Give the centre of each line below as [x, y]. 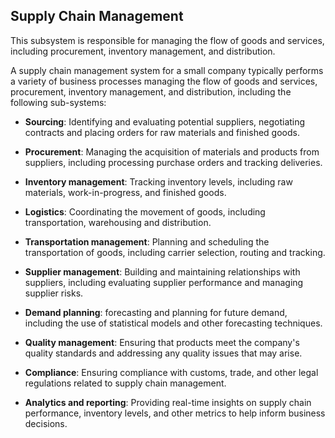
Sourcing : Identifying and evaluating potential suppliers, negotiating [165, 121]
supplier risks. [54, 293]
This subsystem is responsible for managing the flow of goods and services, [167, 40]
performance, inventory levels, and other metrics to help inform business [175, 413]
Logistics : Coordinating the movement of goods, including [145, 211]
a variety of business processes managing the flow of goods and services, [164, 81]
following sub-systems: [58, 102]
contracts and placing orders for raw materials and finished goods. [162, 132]
